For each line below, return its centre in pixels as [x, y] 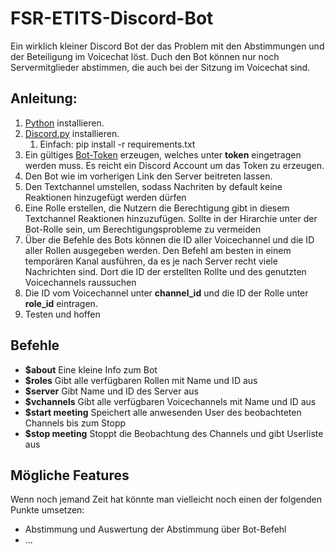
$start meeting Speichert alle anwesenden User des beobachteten [163, 412]
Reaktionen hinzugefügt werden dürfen [105, 197]
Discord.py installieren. [72, 133]
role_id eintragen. [61, 303]
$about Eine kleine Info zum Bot [91, 369]
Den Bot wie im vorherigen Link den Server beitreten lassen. [148, 176]
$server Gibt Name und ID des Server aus [111, 391]
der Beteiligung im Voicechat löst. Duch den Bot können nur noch [145, 56]
